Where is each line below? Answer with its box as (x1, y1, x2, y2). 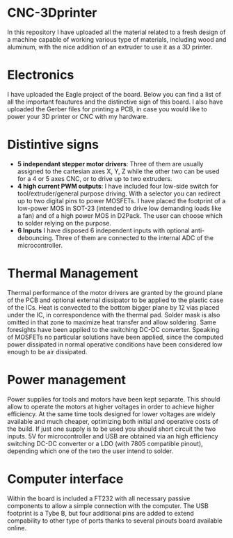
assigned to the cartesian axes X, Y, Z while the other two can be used (17, 167, 220, 175)
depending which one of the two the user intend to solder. (7, 447, 174, 455)
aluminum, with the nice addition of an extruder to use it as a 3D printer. (7, 42, 213, 51)
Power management (7, 372, 127, 388)
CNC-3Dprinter (7, 5, 97, 21)
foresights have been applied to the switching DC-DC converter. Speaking (7, 325, 220, 333)
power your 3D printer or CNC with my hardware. (7, 112, 148, 120)
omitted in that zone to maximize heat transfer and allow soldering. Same (7, 318, 217, 326)
